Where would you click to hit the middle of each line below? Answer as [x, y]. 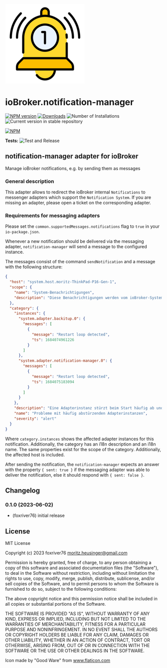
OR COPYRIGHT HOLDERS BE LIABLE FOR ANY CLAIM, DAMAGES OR [77, 635]
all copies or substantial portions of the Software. [55, 604]
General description [30, 181]
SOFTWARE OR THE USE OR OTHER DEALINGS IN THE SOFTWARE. [75, 651]
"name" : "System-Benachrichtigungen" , [54, 292]
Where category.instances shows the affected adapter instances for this [80, 439]
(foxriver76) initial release [39, 515]
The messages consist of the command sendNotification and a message [80, 262]
